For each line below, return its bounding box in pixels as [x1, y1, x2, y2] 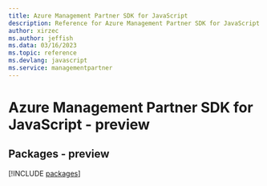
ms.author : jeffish [8, 34, 74, 42]
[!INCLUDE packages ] [8, 168, 81, 178]
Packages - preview [8, 148, 110, 161]
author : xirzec [8, 26, 59, 34]
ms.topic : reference [8, 49, 78, 57]
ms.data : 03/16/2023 [8, 42, 78, 50]
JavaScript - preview [8, 115, 151, 133]
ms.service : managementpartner [8, 64, 113, 72]
